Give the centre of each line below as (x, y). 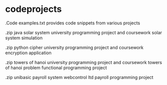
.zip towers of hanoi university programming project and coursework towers (83, 62)
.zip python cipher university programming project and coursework (74, 47)
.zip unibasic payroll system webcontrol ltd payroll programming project (79, 77)
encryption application (28, 53)
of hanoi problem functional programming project (56, 68)
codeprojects (33, 9)
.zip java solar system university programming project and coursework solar (83, 32)
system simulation (24, 38)
